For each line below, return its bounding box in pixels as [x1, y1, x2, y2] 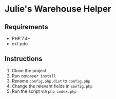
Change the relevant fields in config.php [11, 83, 93, 89]
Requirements [4, 23, 48, 31]
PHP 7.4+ [11, 35, 31, 41]
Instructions [4, 55, 42, 63]
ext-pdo [11, 41, 28, 47]
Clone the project [11, 67, 47, 73]
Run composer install [11, 73, 56, 79]
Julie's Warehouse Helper [4, 3, 112, 15]
